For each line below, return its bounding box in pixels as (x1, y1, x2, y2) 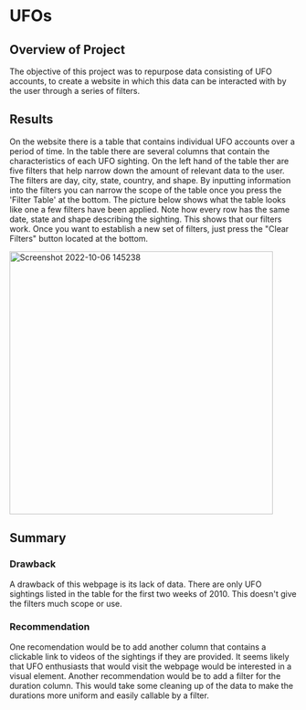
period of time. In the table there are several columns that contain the (9, 145, 270, 156)
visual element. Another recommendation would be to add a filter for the (9, 670, 281, 681)
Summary (9, 530, 67, 546)
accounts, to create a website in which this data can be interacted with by (9, 76, 287, 87)
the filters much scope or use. (9, 598, 123, 609)
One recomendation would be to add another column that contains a (9, 641, 267, 653)
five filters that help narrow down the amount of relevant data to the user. (9, 165, 285, 176)
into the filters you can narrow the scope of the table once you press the (9, 184, 282, 195)
